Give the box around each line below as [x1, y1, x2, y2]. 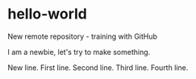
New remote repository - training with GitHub [7, 31, 158, 41]
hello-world [7, 5, 88, 23]
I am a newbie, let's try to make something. [7, 47, 151, 56]
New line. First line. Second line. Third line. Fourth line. [7, 62, 189, 73]
